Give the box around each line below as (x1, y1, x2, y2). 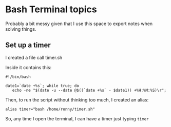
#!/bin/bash (5, 74, 31, 79)
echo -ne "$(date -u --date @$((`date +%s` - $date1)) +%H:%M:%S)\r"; (12, 88, 167, 93)
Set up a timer (5, 41, 51, 50)
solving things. (5, 26, 36, 32)
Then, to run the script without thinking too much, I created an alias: (5, 96, 149, 103)
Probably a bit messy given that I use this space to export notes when (5, 20, 153, 27)
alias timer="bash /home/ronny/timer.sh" (5, 107, 96, 112)
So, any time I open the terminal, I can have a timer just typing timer (5, 115, 149, 121)
